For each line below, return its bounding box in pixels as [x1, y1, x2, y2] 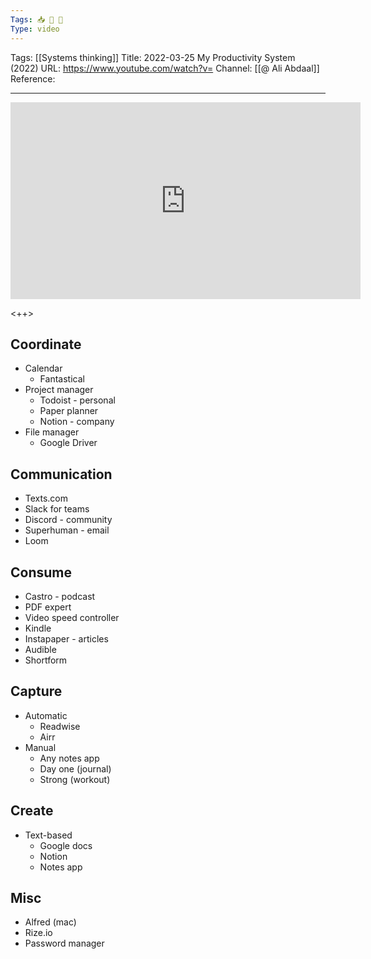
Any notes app [39, 752, 100, 764]
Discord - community [24, 514, 113, 526]
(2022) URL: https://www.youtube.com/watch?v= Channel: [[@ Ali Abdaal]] [10, 62, 320, 74]
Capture [10, 683, 63, 700]
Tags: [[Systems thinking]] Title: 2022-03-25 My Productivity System [10, 51, 296, 63]
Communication [10, 466, 113, 483]
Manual [24, 741, 57, 753]
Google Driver [39, 437, 98, 449]
